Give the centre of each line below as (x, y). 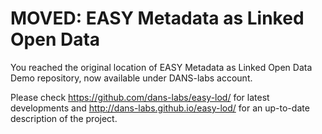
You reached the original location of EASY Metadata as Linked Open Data (161, 67)
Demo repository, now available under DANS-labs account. (131, 78)
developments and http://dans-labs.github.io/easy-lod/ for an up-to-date (160, 108)
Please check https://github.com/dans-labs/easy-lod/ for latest (140, 97)
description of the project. (64, 118)
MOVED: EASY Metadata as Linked (157, 18)
